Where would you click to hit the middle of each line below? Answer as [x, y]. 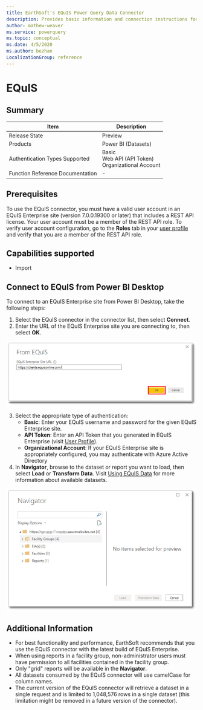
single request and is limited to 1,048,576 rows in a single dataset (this [102, 694]
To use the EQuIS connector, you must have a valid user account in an [93, 209]
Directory [36, 460]
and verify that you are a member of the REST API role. [75, 234]
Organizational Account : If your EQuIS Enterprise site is [94, 448]
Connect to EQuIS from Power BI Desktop [85, 287]
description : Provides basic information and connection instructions [97, 19]
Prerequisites [32, 194]
